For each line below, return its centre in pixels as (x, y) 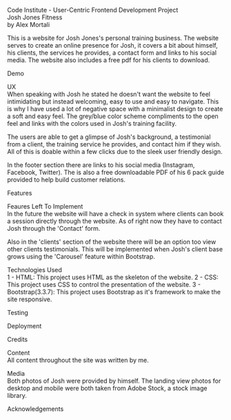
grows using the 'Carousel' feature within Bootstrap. (81, 256)
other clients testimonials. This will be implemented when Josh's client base (115, 249)
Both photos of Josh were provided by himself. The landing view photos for (114, 381)
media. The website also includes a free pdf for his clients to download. (109, 60)
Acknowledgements (36, 409)
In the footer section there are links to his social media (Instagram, (101, 165)
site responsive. (30, 299)
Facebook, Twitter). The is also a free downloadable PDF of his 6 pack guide (116, 172)
